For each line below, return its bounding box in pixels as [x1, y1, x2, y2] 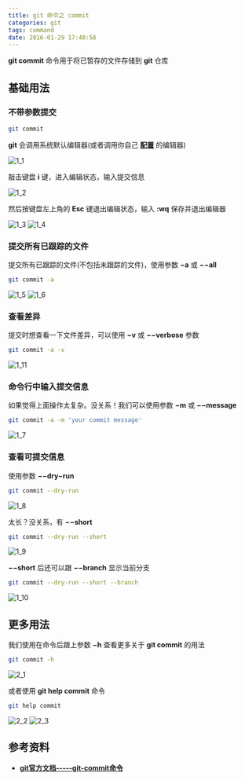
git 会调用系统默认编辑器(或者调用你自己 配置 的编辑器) [8, 140, 186, 149]
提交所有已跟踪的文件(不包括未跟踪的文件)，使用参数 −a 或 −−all [8, 260, 218, 269]
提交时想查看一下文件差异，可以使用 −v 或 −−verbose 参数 [8, 331, 199, 340]
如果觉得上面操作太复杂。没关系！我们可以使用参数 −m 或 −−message [8, 401, 237, 410]
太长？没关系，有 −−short [8, 517, 93, 526]
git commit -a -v [8, 346, 65, 354]
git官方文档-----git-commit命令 [19, 763, 123, 772]
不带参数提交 [8, 107, 57, 118]
